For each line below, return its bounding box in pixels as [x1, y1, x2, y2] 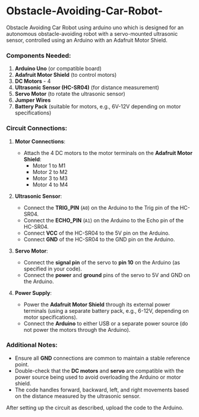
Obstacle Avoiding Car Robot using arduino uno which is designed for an [6, 24, 184, 31]
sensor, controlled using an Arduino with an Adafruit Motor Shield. [6, 36, 168, 43]
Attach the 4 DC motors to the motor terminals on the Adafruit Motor [23, 149, 193, 156]
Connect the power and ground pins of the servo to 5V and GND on [23, 271, 191, 278]
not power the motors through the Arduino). [23, 326, 131, 333]
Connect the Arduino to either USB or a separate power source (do [23, 320, 188, 327]
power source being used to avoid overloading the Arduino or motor [14, 374, 181, 381]
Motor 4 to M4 [32, 181, 68, 188]
